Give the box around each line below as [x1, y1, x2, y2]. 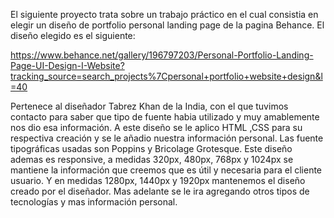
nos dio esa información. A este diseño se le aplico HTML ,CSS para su [10, 122, 303, 133]
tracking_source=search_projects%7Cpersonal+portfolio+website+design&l [10, 70, 323, 82]
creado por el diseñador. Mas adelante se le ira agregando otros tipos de [10, 185, 310, 197]
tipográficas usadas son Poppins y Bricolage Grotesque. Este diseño [10, 143, 293, 154]
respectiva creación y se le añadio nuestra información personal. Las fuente [10, 132, 324, 144]
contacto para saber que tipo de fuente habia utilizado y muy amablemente [10, 111, 320, 123]
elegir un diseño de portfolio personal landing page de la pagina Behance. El [10, 19, 325, 31]
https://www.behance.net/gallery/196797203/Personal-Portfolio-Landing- [10, 49, 314, 61]
